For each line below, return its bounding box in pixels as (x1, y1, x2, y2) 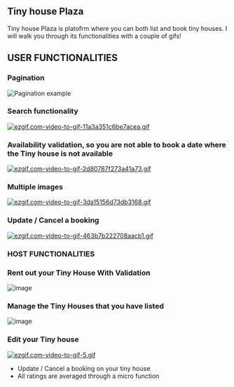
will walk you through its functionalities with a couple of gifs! (7, 32, 182, 40)
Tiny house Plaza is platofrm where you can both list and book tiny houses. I (7, 24, 228, 32)
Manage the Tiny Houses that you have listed (7, 301, 165, 311)
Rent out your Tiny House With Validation (7, 268, 151, 278)
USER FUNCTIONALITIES (7, 52, 118, 64)
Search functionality (7, 107, 78, 116)
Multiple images (7, 182, 63, 192)
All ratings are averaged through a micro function (17, 372, 160, 380)
